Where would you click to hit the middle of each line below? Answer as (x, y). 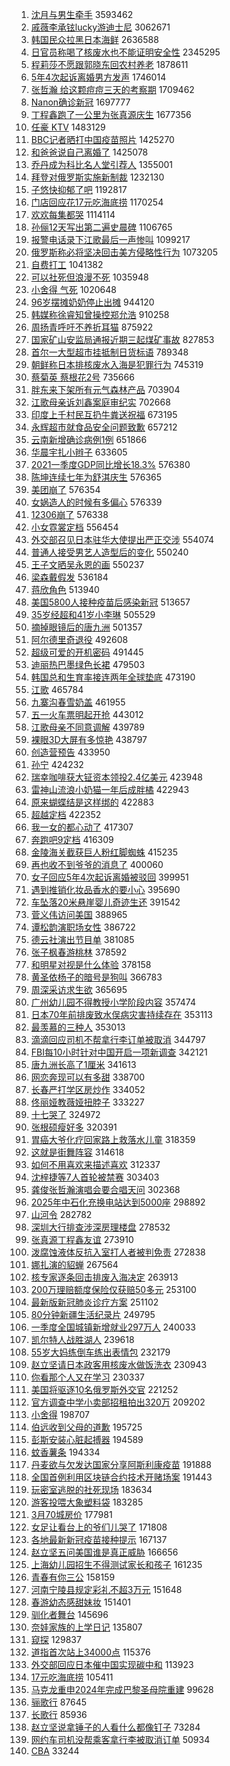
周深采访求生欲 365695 (79, 989)
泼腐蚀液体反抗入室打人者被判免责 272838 (118, 1252)
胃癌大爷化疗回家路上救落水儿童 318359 (113, 1139)
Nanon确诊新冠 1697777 (80, 102)
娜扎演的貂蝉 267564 (74, 1264)
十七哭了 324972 (65, 1114)
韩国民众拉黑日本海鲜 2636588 (94, 39)
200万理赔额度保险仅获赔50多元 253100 (113, 1289)
